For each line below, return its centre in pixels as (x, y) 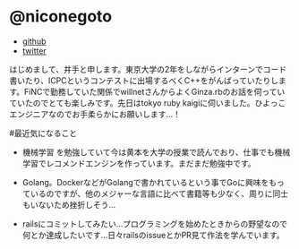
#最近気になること (43, 133)
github (34, 41)
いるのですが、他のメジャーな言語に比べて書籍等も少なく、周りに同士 (159, 193)
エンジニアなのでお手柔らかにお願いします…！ (95, 114)
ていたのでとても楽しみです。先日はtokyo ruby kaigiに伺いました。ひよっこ (148, 103)
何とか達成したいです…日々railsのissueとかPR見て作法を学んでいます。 (153, 235)
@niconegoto (61, 17)
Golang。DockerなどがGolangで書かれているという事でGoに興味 (141, 182)
